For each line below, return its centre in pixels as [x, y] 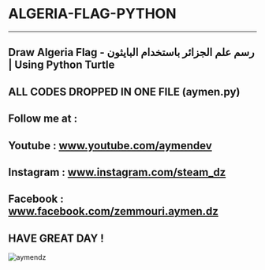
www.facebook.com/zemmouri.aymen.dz [114, 211]
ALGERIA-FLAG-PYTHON [92, 14]
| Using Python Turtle [62, 65]
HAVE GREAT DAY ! [56, 238]
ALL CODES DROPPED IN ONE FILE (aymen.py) [124, 92]
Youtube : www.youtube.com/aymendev [110, 146]
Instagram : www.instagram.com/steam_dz [117, 172]
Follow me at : [43, 119]
